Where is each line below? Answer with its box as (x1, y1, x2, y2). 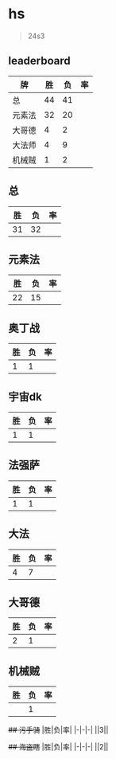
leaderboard (8, 54, 72, 68)
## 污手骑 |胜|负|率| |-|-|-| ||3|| (8, 726, 109, 735)
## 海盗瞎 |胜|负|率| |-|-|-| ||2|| (8, 742, 109, 752)
